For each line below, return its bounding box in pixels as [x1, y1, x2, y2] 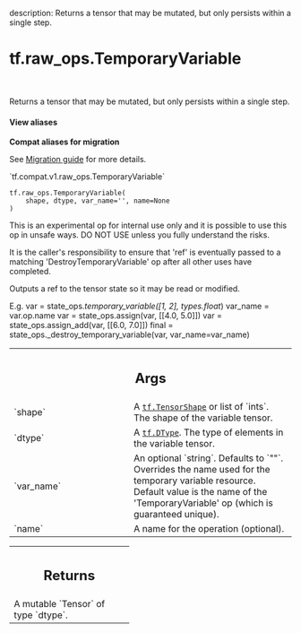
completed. [9, 266, 51, 277]
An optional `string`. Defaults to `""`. [133, 452, 284, 464]
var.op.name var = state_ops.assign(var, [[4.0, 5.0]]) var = [9, 310, 222, 321]
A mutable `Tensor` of [13, 598, 106, 611]
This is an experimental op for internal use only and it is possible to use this [9, 220, 288, 231]
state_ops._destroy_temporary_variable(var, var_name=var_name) [9, 329, 251, 340]
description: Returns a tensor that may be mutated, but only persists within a [9, 8, 291, 18]
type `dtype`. [13, 609, 69, 621]
